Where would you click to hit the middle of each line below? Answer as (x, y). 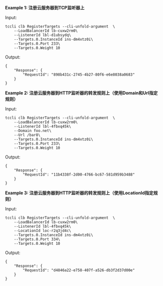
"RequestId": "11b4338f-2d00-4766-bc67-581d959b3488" (79, 175)
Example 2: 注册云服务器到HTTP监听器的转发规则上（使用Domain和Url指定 (81, 93)
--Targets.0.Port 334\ (37, 239)
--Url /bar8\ (27, 135)
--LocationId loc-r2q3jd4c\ (42, 231)
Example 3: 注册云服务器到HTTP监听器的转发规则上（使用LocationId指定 (79, 193)
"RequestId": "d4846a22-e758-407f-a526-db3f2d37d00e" (79, 270)
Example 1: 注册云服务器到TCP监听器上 (45, 8)
